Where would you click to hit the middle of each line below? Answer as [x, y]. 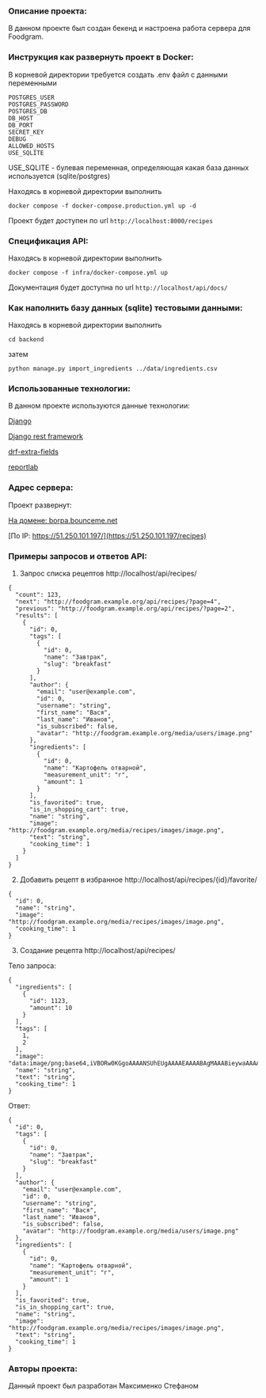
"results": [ [37, 616]
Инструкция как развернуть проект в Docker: [101, 57]
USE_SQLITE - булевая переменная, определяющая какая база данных [129, 167]
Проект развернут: [40, 505]
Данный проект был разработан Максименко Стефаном [104, 1386]
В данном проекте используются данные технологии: [99, 406]
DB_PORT [21, 125]
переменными [32, 83]
